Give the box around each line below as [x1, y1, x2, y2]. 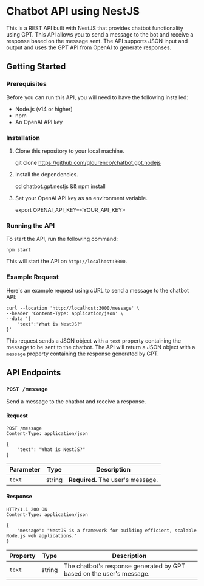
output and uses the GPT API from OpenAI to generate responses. [6, 44, 172, 51]
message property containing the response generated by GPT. [6, 350, 159, 357]
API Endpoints [6, 367, 61, 378]
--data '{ [6, 315, 32, 322]
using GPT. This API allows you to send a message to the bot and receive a [6, 30, 194, 38]
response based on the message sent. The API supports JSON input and [6, 37, 188, 44]
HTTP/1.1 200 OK [6, 506, 47, 512]
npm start [6, 247, 32, 253]
